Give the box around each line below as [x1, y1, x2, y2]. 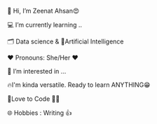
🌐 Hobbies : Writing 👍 [7, 109, 72, 117]
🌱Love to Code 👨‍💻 [7, 95, 60, 103]
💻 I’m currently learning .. [7, 21, 83, 29]
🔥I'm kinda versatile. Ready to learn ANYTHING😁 [7, 81, 151, 89]
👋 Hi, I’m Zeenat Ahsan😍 [7, 7, 80, 15]
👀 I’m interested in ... [7, 67, 67, 75]
